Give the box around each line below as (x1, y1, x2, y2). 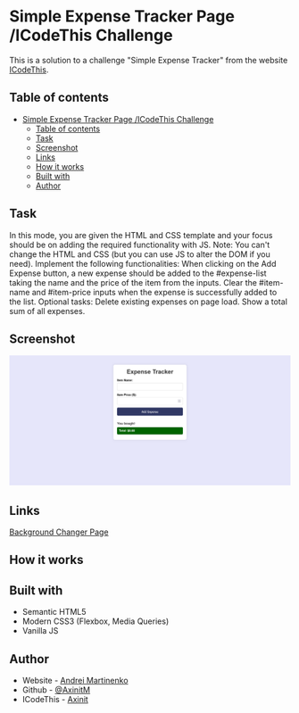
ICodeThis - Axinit (21, 694, 89, 704)
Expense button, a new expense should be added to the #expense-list (9, 268, 267, 278)
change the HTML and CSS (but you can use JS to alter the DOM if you (9, 248, 270, 260)
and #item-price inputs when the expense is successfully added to (31, 286, 278, 297)
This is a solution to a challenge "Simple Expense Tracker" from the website (9, 54, 288, 65)
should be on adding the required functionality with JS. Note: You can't (9, 239, 270, 250)
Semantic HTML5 (21, 607, 87, 618)
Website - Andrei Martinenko (21, 676, 129, 685)
